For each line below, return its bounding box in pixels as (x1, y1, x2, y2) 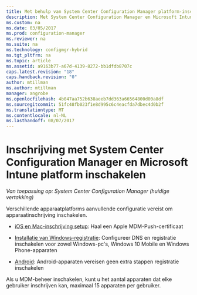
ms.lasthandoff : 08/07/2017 (6, 118, 75, 124)
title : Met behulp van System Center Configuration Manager (6, 8, 157, 15)
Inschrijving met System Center (6, 143, 164, 156)
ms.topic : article (6, 58, 51, 63)
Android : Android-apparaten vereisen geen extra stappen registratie (14, 258, 179, 265)
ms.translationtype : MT (6, 107, 64, 113)
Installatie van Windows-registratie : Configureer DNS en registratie (14, 234, 176, 242)
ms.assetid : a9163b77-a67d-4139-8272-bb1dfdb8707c (6, 63, 133, 69)
